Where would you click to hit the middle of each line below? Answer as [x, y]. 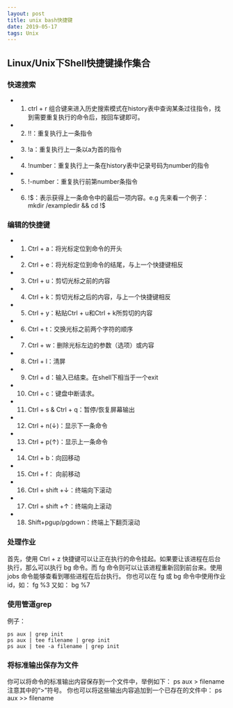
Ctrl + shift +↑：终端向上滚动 [70, 506]
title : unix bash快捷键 [40, 20]
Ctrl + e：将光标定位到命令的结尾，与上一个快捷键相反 [105, 265]
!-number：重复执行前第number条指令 [82, 181]
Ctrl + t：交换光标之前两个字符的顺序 [80, 329]
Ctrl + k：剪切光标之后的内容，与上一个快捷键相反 [99, 297]
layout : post [26, 14]
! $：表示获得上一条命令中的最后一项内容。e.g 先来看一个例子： [118, 197]
